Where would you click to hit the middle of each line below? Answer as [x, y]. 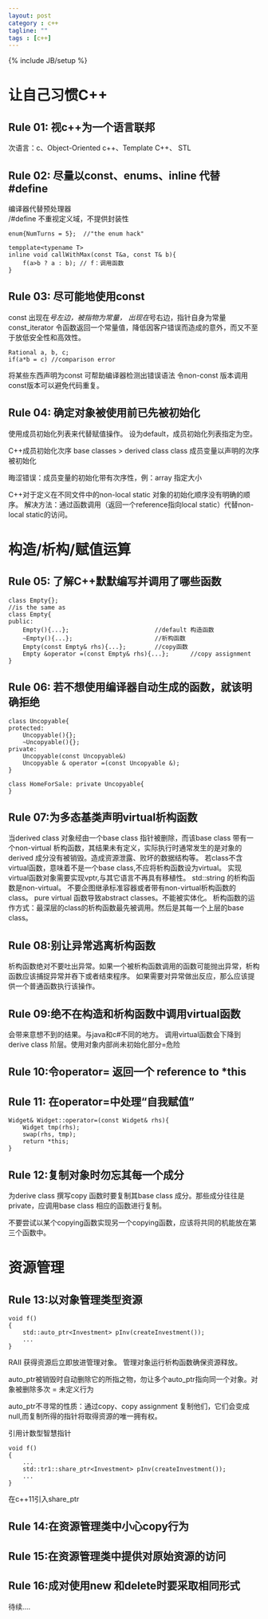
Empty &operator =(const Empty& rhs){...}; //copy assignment [137, 654]
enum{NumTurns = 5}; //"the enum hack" [77, 234]
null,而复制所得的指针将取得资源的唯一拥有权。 [85, 1416]
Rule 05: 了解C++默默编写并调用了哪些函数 [115, 582]
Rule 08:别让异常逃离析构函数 [82, 946]
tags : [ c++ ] [30, 38]
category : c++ [33, 23]
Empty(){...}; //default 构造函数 [118, 630]
